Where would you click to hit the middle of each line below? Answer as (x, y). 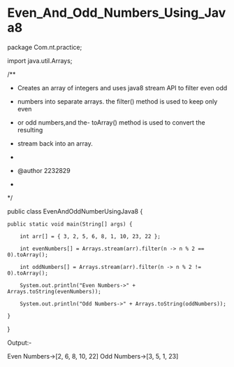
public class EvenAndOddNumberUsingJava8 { (75, 211)
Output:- (20, 342)
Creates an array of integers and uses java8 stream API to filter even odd (122, 88)
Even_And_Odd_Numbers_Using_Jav (117, 13)
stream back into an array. (55, 143)
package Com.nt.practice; (45, 47)
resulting (30, 130)
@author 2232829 (44, 170)
